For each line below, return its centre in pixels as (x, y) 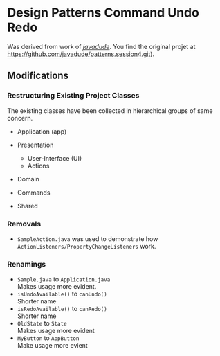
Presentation (35, 145)
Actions (38, 166)
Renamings (27, 264)
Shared (27, 206)
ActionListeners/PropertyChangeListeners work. (86, 246)
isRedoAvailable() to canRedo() (62, 309)
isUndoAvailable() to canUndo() (62, 294)
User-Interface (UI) (55, 158)
